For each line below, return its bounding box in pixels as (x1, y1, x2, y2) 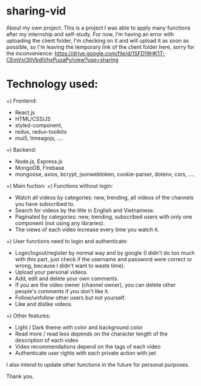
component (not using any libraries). (14, 219, 105, 226)
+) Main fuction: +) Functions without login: (6, 182, 113, 189)
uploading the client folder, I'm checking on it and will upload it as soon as (6, 37, 189, 44)
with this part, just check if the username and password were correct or (14, 255, 193, 263)
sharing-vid (6, 4, 66, 18)
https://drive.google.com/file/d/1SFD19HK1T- (55, 49, 166, 57)
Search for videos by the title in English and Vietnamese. (14, 207, 155, 214)
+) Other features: (6, 312, 51, 319)
